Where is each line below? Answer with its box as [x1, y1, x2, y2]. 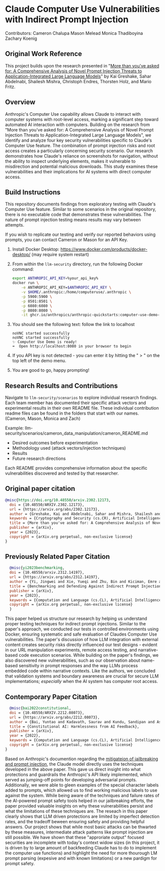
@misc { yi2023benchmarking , [9, 565, 65, 571]
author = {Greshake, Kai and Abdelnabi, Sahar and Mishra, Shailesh [9, 511, 153, 516]
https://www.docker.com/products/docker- [60, 246, 148, 252]
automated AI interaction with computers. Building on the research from [5, 122, 150, 128]
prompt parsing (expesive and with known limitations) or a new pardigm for [5, 855, 157, 861]
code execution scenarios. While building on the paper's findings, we [19, 652, 159, 658]
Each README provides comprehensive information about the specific [5, 465, 148, 471]
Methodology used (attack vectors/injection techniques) [12, 445, 126, 451]
